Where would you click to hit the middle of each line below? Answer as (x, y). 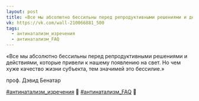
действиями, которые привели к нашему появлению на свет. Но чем (94, 62)
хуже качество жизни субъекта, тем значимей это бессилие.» (85, 69)
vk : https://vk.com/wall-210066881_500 (55, 23)
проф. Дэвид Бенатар (33, 80)
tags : (13, 28)
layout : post (22, 12)
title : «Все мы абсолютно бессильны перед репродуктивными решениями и (96, 17)
